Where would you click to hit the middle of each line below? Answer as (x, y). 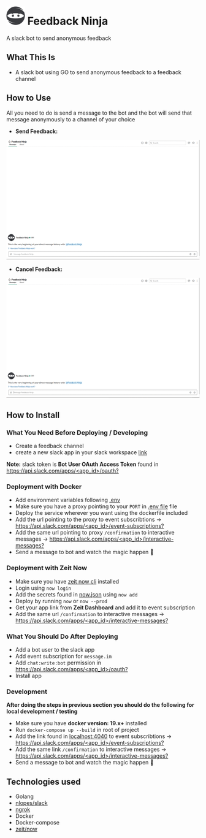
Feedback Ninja (68, 21)
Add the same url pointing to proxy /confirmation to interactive (95, 533)
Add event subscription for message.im (63, 656)
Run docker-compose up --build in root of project (77, 730)
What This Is (31, 57)
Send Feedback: (36, 131)
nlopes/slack (31, 803)
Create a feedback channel (49, 446)
